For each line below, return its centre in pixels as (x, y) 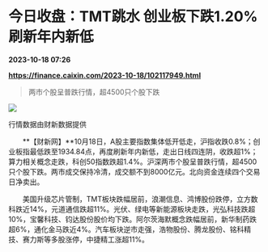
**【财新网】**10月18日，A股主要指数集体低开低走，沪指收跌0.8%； (138, 141)
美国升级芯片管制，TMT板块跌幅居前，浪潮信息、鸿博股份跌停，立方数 (140, 199)
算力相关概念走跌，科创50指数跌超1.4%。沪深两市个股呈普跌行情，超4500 (133, 162)
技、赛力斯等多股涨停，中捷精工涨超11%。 (79, 239)
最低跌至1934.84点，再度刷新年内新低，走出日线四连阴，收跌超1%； (144, 151)
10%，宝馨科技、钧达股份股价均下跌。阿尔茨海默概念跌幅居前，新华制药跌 (133, 219)
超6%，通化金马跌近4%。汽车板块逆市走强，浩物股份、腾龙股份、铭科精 (130, 229)
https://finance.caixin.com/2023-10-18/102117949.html (104, 75)
